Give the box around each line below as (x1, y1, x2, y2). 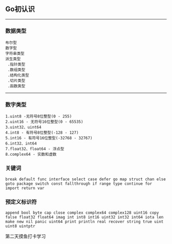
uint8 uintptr (5, 224, 36, 229)
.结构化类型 (7, 73, 29, 78)
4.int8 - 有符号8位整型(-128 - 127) (5, 130, 79, 135)
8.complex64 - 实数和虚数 (5, 152, 57, 157)
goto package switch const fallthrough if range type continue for (5, 181, 153, 186)
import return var (5, 185, 45, 190)
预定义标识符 (5, 198, 37, 205)
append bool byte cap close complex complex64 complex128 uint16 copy (5, 210, 159, 215)
